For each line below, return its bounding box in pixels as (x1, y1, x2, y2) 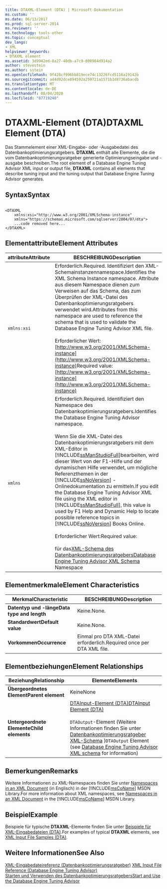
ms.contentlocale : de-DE (5, 86, 57, 91)
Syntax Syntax (5, 190, 50, 199)
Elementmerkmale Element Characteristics (5, 581, 140, 589)
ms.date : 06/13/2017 (5, 16, 48, 21)
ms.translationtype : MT (5, 81, 55, 86)
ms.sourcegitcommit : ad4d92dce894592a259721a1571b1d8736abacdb (5, 77, 139, 82)
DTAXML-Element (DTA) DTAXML (5, 117, 144, 128)
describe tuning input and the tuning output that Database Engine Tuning (5, 171, 155, 177)
